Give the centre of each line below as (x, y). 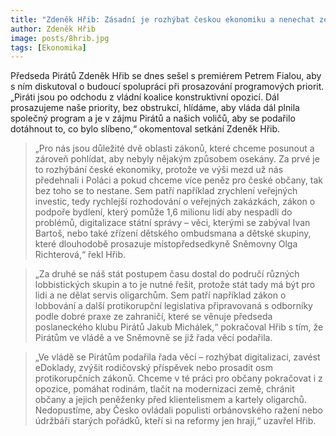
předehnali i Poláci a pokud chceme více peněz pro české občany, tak (179, 180)
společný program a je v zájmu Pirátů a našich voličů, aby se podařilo (153, 118)
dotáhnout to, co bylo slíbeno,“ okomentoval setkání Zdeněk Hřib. (145, 129)
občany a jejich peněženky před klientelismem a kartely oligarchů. (170, 400)
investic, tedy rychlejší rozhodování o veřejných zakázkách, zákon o (175, 202)
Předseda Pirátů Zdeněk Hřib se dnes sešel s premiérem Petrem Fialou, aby (166, 76)
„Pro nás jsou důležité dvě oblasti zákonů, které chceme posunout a (174, 148)
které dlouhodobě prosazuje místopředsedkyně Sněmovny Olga (166, 244)
